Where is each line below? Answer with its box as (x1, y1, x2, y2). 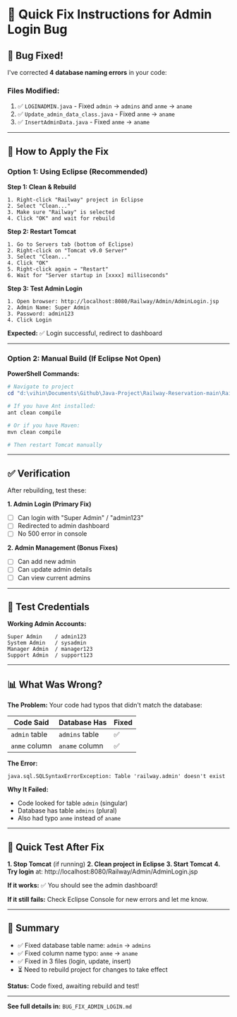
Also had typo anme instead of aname (17, 814, 121, 823)
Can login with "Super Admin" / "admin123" (17, 514, 144, 522)
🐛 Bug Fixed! (7, 49, 63, 61)
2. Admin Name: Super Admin (7, 304, 90, 311)
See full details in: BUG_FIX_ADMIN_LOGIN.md (7, 1001, 133, 1010)
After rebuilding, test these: (7, 486, 87, 495)
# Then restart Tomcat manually (7, 441, 102, 448)
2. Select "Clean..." (7, 202, 71, 209)
